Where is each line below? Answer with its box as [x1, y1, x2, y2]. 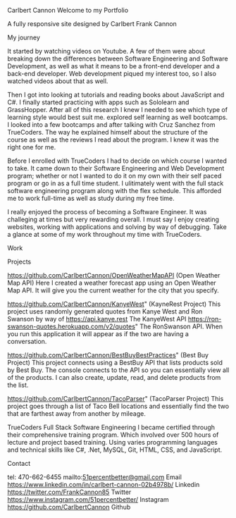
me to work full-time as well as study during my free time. [7, 194, 175, 202]
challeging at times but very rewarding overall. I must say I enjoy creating [7, 215, 220, 223]
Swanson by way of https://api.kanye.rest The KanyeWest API [7, 315, 187, 323]
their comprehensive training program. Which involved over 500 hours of [7, 431, 219, 439]
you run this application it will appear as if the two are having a [7, 330, 189, 338]
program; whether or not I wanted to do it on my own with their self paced [7, 172, 222, 180]
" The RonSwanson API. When [135, 322, 223, 331]
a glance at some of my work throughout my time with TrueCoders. [7, 230, 202, 238]
